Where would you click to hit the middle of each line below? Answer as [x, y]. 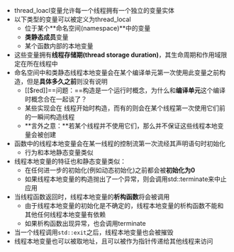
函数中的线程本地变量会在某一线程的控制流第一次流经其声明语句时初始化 [119, 143]
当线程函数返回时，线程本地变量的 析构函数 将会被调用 [92, 197]
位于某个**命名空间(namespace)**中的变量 [88, 28]
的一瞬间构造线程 [50, 117]
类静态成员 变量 [46, 37]
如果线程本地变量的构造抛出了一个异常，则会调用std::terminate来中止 [126, 179]
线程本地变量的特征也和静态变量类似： [70, 161]
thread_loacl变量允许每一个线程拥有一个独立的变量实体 [94, 10]
